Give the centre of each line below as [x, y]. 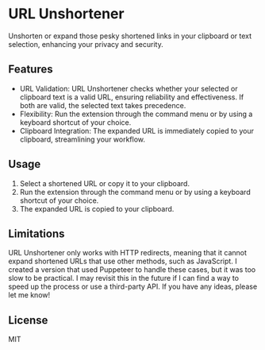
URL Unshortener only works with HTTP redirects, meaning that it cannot [128, 253]
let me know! [29, 295]
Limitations [36, 233]
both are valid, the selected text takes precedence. [103, 105]
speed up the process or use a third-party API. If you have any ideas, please [133, 286]
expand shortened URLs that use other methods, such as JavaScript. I [123, 261]
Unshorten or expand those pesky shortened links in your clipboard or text [130, 36]
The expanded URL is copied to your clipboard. [97, 208]
